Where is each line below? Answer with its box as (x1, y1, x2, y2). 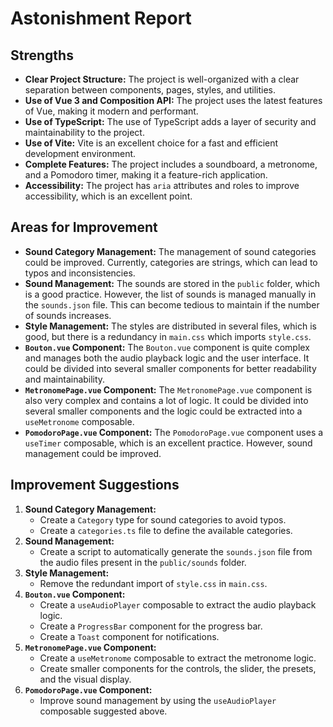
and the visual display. (39, 673, 132, 685)
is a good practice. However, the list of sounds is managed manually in (24, 288, 317, 300)
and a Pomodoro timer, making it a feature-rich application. (24, 169, 268, 181)
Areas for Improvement (10, 219, 158, 236)
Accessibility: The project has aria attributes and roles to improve (24, 180, 300, 191)
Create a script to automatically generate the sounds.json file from (39, 545, 313, 557)
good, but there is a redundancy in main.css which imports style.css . (24, 330, 312, 342)
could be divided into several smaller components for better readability (24, 362, 317, 374)
